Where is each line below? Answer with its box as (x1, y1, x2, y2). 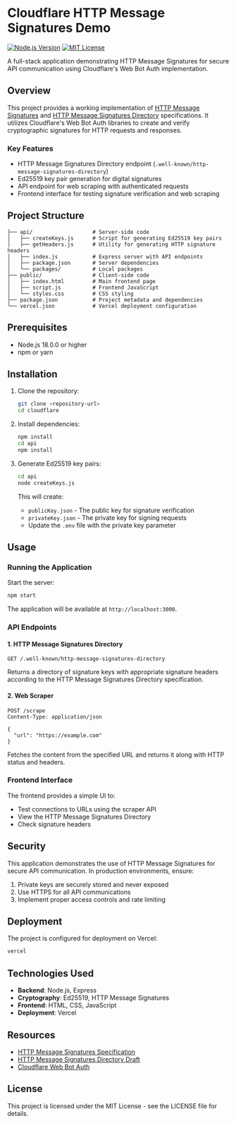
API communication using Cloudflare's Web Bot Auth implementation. (7, 64, 209, 73)
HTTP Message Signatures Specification (17, 1048, 136, 1056)
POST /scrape (7, 707, 46, 714)
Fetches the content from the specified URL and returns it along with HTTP (7, 750, 225, 759)
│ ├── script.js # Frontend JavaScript (7, 284, 159, 291)
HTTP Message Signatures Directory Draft (17, 1055, 141, 1063)
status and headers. (7, 757, 66, 766)
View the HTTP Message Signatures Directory (17, 812, 151, 821)
